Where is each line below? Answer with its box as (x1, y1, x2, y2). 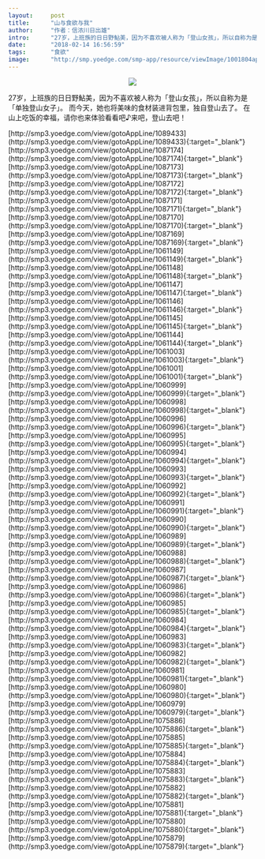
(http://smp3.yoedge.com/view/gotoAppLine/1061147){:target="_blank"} (8, 287, 243, 297)
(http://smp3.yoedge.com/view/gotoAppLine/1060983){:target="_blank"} (8, 640, 246, 650)
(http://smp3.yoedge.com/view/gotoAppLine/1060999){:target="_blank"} (8, 388, 246, 398)
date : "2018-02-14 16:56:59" (8, 41, 125, 49)
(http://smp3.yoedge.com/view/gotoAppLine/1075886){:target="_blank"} (8, 724, 244, 733)
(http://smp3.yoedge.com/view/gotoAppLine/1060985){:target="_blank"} (8, 606, 246, 616)
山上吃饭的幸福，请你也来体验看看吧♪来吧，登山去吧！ (8, 112, 187, 122)
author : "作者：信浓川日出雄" (8, 26, 111, 34)
